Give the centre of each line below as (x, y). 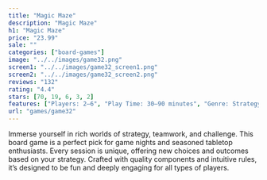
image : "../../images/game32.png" (66, 60)
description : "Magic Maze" (53, 23)
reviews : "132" (33, 82)
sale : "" (23, 45)
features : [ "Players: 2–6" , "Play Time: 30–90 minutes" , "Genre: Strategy (135, 104)
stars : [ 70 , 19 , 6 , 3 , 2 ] (51, 97)
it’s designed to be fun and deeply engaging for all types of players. (119, 168)
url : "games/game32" (43, 112)
